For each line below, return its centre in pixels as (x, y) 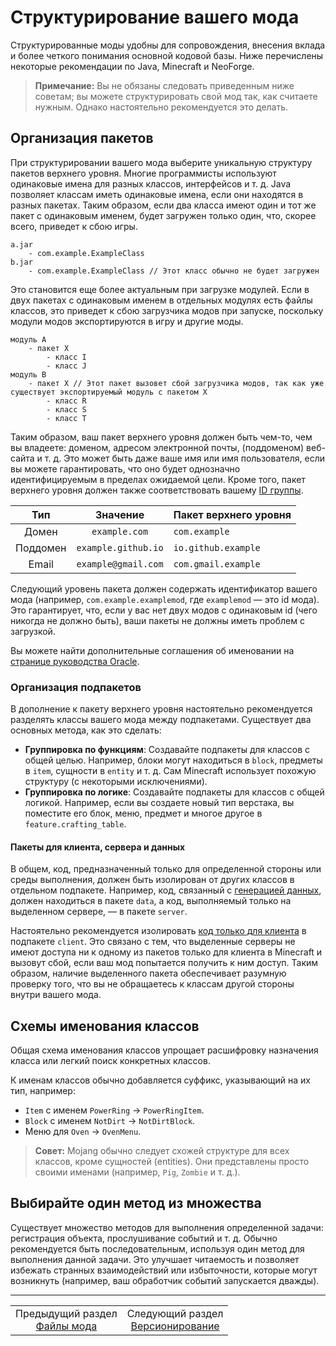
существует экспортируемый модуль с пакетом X (109, 392)
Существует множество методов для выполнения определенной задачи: (167, 1227)
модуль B (28, 374)
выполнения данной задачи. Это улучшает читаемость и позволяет (155, 1259)
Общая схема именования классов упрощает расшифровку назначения (164, 1050)
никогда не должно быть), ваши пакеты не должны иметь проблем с (157, 620)
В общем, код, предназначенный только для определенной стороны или (166, 869)
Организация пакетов (82, 138)
